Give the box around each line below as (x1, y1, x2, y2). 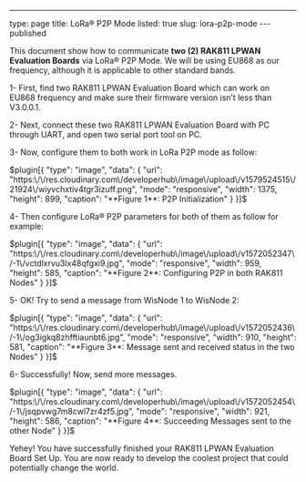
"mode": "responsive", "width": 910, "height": (127, 332, 297, 343)
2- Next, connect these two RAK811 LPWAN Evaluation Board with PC (9, 119, 270, 130)
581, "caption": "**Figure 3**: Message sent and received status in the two (9, 342, 295, 352)
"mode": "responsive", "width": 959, (126, 258, 262, 269)
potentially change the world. (9, 462, 119, 473)
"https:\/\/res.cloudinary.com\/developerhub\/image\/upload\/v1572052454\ (9, 396, 296, 406)
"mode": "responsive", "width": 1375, (139, 184, 278, 194)
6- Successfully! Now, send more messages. (9, 369, 178, 379)
